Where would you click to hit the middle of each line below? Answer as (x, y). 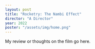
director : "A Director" (29, 18)
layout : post (18, 9)
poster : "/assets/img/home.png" (38, 28)
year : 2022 (16, 23)
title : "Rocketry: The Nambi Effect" (43, 14)
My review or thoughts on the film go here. (48, 41)
